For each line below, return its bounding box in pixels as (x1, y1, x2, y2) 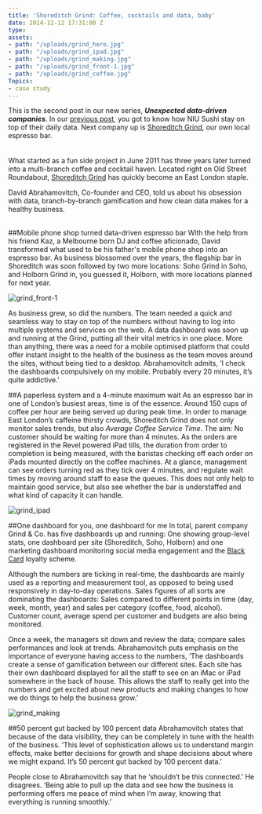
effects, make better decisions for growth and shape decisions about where (8, 749, 253, 758)
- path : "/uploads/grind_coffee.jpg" (8, 70, 132, 78)
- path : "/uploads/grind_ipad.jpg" (8, 48, 125, 56)
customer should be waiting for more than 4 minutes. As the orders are (8, 433, 238, 442)
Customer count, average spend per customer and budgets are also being (8, 611, 248, 621)
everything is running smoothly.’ (8, 798, 112, 807)
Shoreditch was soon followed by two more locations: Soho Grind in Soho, (8, 261, 249, 271)
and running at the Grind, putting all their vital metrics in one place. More (8, 334, 243, 343)
